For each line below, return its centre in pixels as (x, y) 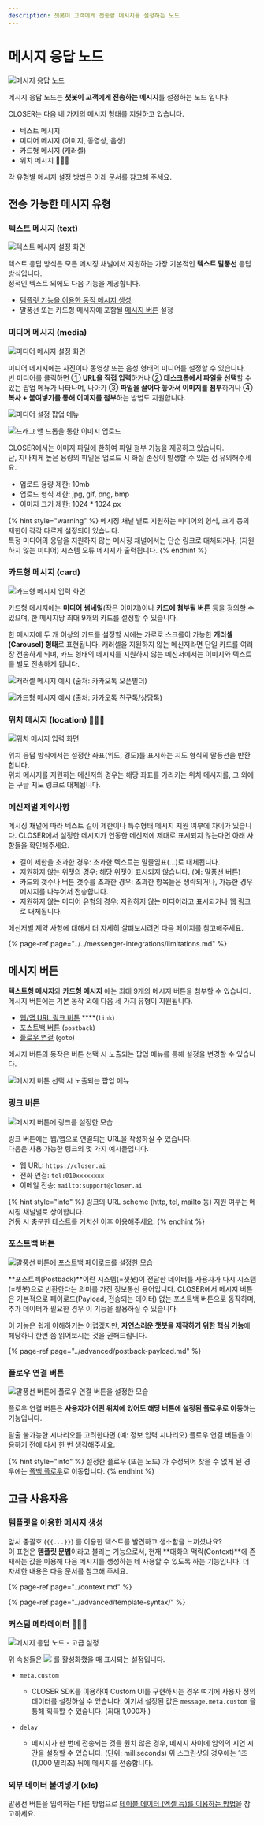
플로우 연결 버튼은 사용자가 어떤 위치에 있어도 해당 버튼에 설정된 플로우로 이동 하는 (132, 1408)
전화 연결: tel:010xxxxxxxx (62, 1175)
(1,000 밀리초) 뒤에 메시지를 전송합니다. (92, 1763)
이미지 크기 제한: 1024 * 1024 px (70, 504)
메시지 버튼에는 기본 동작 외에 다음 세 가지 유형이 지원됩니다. (100, 1001)
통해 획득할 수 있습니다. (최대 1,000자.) (91, 1712)
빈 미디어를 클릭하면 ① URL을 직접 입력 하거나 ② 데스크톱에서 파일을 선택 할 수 (130, 377)
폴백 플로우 (46, 1471)
